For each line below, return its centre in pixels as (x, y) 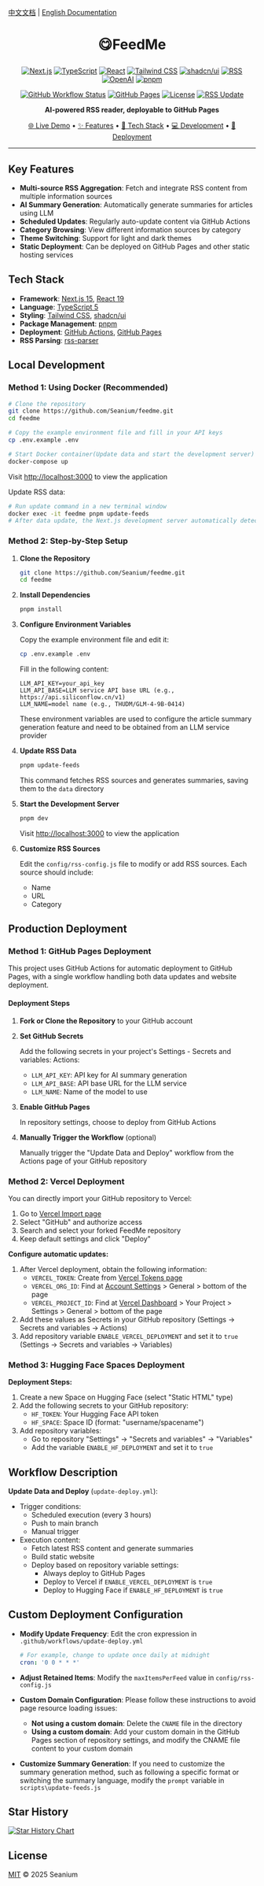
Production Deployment (68, 929)
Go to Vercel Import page (60, 1213)
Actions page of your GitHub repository (83, 1161)
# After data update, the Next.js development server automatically (123, 521)
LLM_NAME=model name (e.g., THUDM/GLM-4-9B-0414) (103, 704)
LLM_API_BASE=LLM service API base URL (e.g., (97, 691)
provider (33, 736)
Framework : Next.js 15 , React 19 (71, 298)
